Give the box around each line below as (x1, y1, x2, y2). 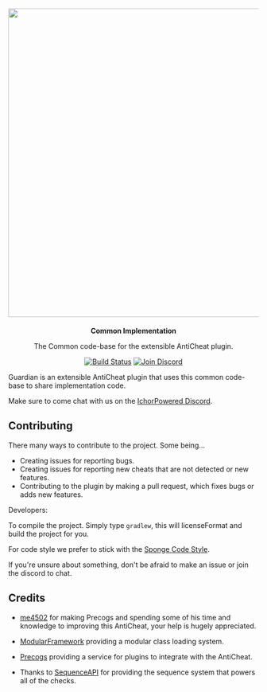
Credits (8, 592, 46, 605)
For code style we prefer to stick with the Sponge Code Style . (8, 544, 211, 553)
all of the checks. (19, 675, 77, 685)
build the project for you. (8, 529, 89, 538)
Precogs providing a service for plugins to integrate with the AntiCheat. (19, 651, 253, 661)
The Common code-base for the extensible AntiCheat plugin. (33, 341, 234, 350)
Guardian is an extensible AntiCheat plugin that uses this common (8, 372, 224, 381)
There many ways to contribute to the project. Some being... (8, 440, 205, 450)
